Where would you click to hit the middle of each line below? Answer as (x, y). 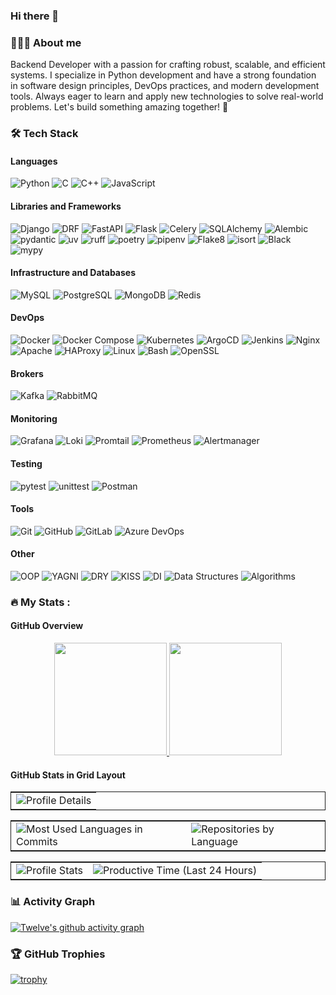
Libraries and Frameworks (66, 206)
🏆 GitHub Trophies (58, 954)
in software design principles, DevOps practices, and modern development (165, 86)
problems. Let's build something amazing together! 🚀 (119, 107)
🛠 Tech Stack (44, 134)
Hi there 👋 (35, 16)
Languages (34, 161)
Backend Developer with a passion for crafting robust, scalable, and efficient (168, 65)
